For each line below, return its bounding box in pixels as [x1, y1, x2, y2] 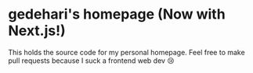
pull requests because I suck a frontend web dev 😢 [8, 56, 175, 65]
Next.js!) [8, 22, 66, 40]
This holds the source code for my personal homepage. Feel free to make [8, 47, 245, 57]
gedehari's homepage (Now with [8, 5, 226, 23]
